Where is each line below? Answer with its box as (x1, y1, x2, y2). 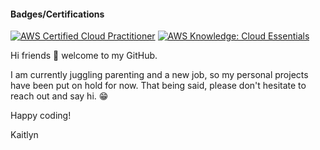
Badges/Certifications (10, 8, 105, 20)
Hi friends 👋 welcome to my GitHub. (10, 50, 158, 62)
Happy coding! (10, 110, 72, 122)
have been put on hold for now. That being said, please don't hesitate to (10, 80, 307, 92)
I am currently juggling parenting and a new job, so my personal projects (10, 69, 309, 81)
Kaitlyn (10, 129, 39, 141)
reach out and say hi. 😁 (10, 90, 109, 102)
